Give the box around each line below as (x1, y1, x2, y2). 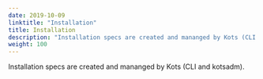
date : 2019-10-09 (8, 11, 66, 20)
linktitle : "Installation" (8, 19, 97, 27)
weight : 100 (8, 41, 47, 48)
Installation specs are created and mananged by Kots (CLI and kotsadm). (8, 62, 245, 71)
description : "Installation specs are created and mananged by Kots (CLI (8, 33, 257, 41)
